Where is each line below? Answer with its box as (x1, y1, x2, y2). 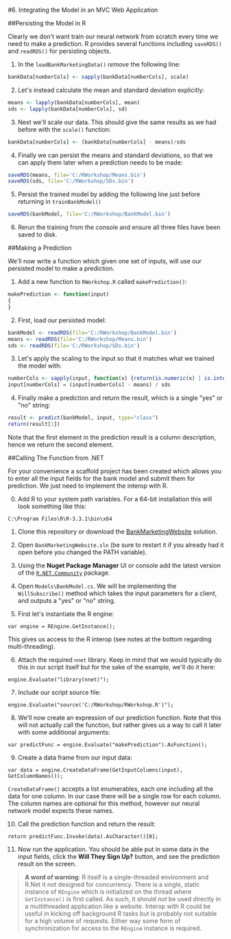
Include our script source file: (17, 688, 101, 696)
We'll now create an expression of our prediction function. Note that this (17, 713, 221, 722)
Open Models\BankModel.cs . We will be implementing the (17, 582, 177, 590)
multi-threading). (8, 642, 56, 650)
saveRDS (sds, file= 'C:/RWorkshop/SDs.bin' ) (8, 178, 134, 185)
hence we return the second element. (8, 440, 114, 449)
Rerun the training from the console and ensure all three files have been (17, 223, 221, 232)
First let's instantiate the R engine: (17, 610, 114, 618)
